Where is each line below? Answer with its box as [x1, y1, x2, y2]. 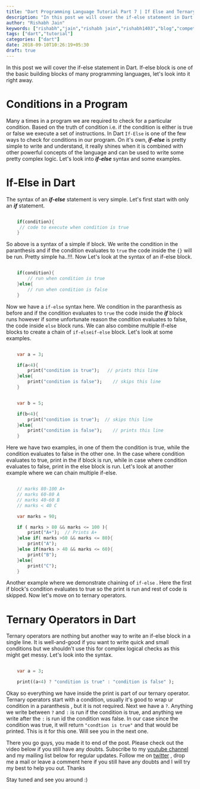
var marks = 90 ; [17, 513, 58, 519]
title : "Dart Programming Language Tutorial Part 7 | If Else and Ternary [6, 8, 196, 15]
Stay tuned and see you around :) [6, 776, 88, 784]
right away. [6, 76, 34, 83]
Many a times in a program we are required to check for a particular [6, 117, 172, 124]
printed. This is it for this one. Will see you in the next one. [6, 728, 149, 735]
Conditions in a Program [6, 97, 128, 111]
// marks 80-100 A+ [17, 486, 65, 492]
